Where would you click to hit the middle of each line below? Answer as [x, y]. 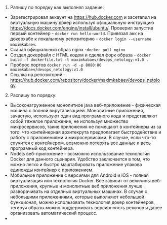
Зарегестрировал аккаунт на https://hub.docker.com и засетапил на [83, 17]
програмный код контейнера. [42, 148]
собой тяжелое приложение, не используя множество [69, 121]
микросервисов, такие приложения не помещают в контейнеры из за [86, 127]
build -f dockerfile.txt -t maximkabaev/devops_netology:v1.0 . [79, 60]
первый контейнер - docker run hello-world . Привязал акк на [76, 33]
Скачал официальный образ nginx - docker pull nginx [68, 50]
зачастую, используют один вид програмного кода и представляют [84, 116]
